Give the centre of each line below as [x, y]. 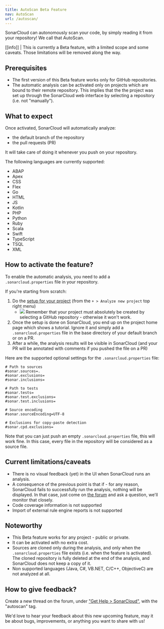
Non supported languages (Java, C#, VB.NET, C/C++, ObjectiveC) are [82, 569]
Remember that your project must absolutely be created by [85, 312]
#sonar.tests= [20, 393]
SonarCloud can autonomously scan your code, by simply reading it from [79, 33]
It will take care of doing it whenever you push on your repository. [71, 152]
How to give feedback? [41, 589]
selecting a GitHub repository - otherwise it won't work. [75, 317]
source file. [16, 446]
